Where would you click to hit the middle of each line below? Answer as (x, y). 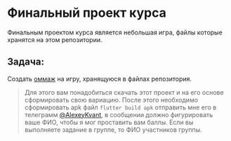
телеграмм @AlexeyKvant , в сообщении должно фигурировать (119, 114)
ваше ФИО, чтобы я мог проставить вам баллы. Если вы (109, 122)
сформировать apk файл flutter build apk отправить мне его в (120, 107)
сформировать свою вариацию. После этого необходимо (111, 100)
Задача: (26, 62)
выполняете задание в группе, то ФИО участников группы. (113, 129)
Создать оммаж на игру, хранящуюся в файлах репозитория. (99, 79)
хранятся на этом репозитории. (55, 39)
